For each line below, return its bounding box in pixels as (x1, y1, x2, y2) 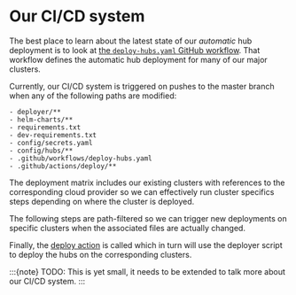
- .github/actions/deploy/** (9, 161, 117, 170)
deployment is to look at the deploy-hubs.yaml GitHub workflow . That (9, 44, 261, 55)
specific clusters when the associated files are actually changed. (9, 222, 246, 233)
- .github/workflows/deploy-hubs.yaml (9, 153, 152, 163)
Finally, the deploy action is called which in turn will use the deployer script (9, 239, 283, 250)
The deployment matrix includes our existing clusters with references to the (9, 177, 285, 188)
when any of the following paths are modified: (9, 90, 177, 101)
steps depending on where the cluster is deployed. (9, 196, 195, 206)
